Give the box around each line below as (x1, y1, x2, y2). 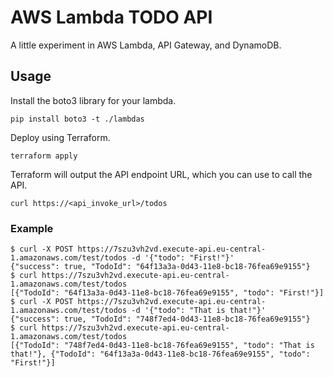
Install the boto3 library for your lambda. (10, 94, 177, 106)
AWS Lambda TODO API (10, 6, 213, 29)
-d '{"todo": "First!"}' (131, 253, 235, 263)
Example (10, 221, 54, 235)
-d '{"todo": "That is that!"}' (131, 306, 267, 316)
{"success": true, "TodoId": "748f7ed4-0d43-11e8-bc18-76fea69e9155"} (10, 314, 311, 325)
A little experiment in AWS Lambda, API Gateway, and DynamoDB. (10, 39, 282, 51)
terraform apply (10, 151, 78, 161)
